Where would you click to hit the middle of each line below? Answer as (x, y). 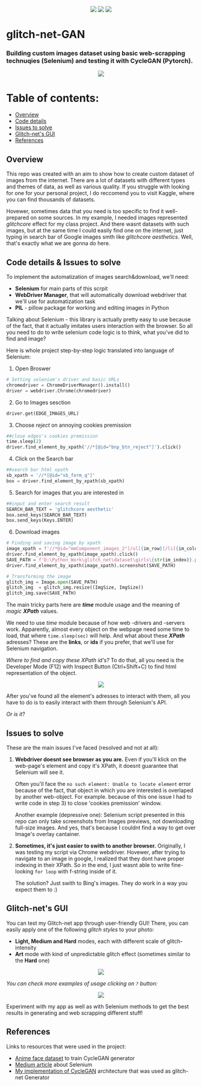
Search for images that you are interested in (69, 493)
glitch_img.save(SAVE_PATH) (41, 593)
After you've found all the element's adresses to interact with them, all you (98, 696)
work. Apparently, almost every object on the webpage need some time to (98, 629)
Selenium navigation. (32, 648)
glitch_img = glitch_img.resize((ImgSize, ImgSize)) (75, 588)
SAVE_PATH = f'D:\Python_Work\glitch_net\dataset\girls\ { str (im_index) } (99, 560)
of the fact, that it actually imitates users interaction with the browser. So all (99, 326)
